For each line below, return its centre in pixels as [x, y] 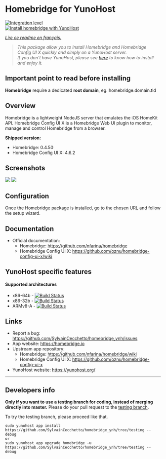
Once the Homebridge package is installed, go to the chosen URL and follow [83, 208]
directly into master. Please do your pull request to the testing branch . [77, 407]
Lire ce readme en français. [33, 38]
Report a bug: [26, 333]
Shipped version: [23, 138]
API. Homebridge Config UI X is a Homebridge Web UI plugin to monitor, [79, 123]
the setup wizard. [23, 213]
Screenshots [25, 168]
